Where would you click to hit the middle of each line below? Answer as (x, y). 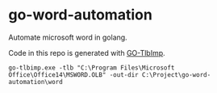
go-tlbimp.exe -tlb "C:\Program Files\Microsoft (92, 68)
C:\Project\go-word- (176, 74)
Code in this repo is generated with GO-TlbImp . (87, 53)
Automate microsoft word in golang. (68, 37)
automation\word (35, 82)
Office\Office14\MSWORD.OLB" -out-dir (73, 74)
